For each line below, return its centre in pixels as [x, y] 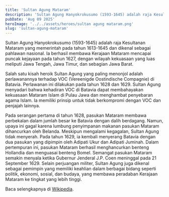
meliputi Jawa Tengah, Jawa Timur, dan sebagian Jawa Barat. [69, 64]
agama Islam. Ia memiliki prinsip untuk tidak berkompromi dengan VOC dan [83, 100]
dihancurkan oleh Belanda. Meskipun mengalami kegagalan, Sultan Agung [82, 131]
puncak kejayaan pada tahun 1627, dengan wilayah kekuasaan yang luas [80, 59]
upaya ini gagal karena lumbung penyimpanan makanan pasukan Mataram [82, 126]
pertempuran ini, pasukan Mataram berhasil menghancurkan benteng [77, 147]
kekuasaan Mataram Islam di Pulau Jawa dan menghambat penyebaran [79, 95]
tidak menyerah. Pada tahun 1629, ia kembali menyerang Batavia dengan [80, 137]
